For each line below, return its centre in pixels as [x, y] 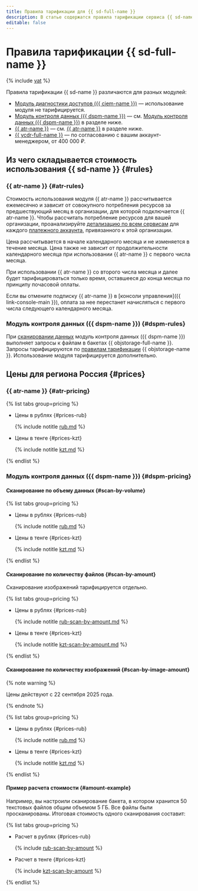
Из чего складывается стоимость [72, 160]
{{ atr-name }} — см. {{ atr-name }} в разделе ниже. [79, 129]
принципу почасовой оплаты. [43, 284]
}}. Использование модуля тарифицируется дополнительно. [82, 356]
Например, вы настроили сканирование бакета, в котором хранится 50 [97, 801]
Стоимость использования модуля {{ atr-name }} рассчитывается [89, 199]
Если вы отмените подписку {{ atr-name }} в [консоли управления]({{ [93, 296]
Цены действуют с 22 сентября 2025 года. [60, 694]
